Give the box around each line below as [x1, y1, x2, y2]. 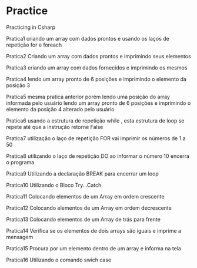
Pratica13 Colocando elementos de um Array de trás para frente [6, 216, 161, 223]
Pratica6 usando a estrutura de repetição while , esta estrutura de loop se [6, 117, 185, 124]
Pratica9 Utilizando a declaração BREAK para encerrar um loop [6, 170, 159, 177]
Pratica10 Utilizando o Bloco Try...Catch [6, 181, 102, 188]
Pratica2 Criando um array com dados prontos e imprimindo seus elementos [6, 52, 191, 59]
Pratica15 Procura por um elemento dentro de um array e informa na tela [6, 244, 181, 252]
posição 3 [6, 81, 31, 89]
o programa [6, 158, 35, 166]
